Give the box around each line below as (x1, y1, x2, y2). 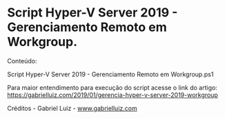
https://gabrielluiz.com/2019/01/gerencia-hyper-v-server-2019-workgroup (7, 91, 219, 99)
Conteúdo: (7, 56, 37, 65)
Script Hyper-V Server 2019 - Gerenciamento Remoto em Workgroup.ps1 (7, 70, 214, 78)
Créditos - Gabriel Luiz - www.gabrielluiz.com (7, 104, 137, 112)
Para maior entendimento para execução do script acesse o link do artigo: (7, 83, 217, 91)
